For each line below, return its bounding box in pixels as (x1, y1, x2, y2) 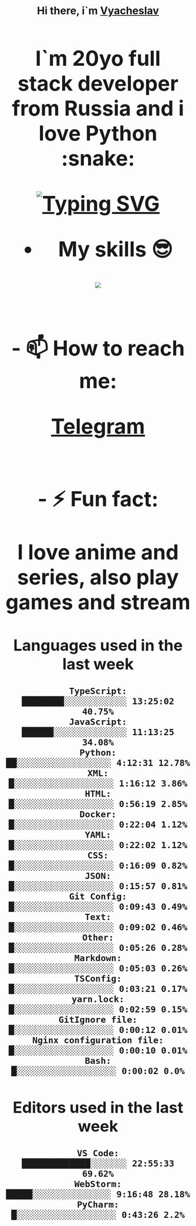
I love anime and (17, 539, 179, 565)
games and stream (5, 589, 191, 614)
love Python (38, 120, 158, 146)
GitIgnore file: (58, 1014, 138, 1025)
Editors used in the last (12, 1097, 184, 1117)
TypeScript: (69, 685, 127, 697)
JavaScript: (69, 717, 127, 728)
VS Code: (76, 1147, 120, 1159)
